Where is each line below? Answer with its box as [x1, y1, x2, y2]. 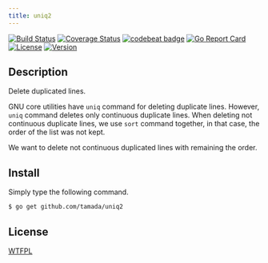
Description [8, 66, 68, 79]
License [8, 225, 49, 238]
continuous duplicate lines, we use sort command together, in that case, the [8, 119, 260, 129]
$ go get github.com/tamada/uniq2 [8, 203, 124, 211]
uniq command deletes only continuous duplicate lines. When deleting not [8, 110, 253, 120]
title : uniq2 [8, 11, 52, 20]
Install [8, 165, 40, 180]
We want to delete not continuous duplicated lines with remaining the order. [8, 143, 258, 153]
